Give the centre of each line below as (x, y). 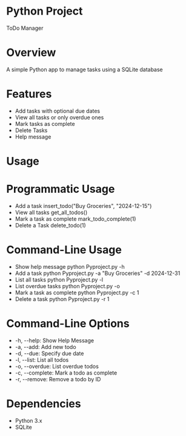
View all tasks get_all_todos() (51, 212)
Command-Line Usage (64, 250)
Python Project (45, 11)
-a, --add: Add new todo (46, 347)
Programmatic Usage (61, 189)
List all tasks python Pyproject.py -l (59, 279)
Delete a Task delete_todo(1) (50, 225)
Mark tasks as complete (45, 123)
